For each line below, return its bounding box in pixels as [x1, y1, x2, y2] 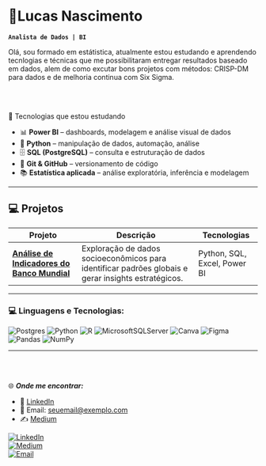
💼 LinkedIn [19, 397, 55, 407]
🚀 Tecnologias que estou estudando [8, 111, 126, 121]
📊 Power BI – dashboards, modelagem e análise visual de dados [19, 127, 231, 137]
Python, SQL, [198, 248, 247, 259]
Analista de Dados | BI [8, 33, 87, 41]
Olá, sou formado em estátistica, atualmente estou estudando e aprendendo [8, 47, 257, 56]
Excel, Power [198, 257, 247, 268]
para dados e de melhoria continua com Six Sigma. [8, 72, 174, 81]
